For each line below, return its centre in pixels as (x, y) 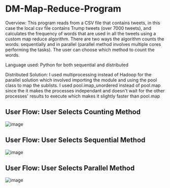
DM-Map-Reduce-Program (63, 9)
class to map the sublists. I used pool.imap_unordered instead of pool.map (83, 85)
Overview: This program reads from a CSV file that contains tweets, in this (83, 23)
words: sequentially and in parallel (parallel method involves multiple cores (83, 44)
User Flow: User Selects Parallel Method (70, 168)
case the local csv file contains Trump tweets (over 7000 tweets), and (78, 28)
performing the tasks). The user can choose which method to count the (80, 50)
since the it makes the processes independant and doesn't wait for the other (85, 90)
